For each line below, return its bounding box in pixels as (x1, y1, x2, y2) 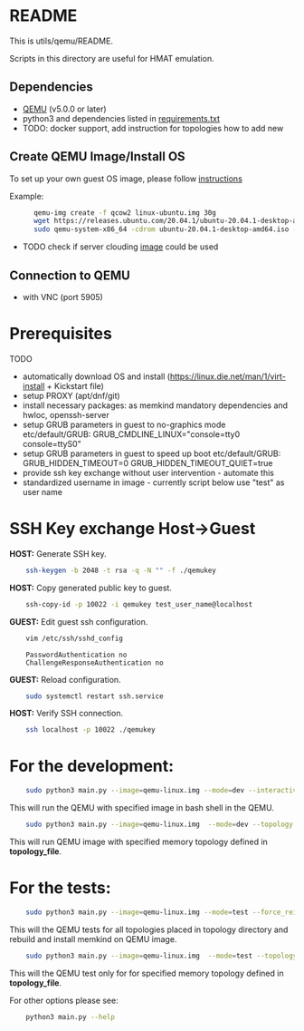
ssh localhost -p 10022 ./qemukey (25, 725, 156, 734)
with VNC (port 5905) (22, 292, 104, 302)
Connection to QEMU (9, 267, 131, 283)
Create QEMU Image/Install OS (9, 149, 185, 164)
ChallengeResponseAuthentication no (25, 658, 165, 667)
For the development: (9, 756, 175, 776)
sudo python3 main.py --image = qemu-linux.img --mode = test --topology (25, 951, 298, 960)
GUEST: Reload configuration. (9, 674, 121, 685)
